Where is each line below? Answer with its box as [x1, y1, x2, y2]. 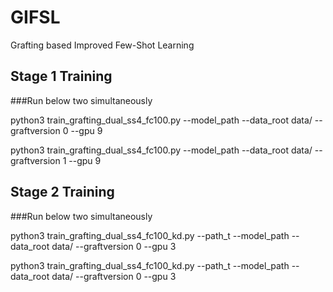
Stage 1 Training [10, 68, 113, 85]
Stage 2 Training [10, 184, 115, 201]
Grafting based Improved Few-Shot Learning [10, 39, 195, 51]
